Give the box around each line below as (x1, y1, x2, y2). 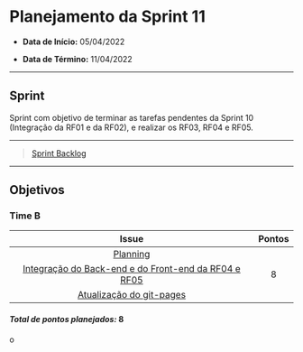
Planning (113, 248, 151, 261)
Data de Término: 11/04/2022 (22, 53, 133, 64)
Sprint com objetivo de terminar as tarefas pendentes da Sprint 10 (9, 112, 254, 123)
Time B (9, 209, 41, 222)
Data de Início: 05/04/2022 (22, 36, 125, 47)
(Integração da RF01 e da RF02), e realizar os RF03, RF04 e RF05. (9, 122, 254, 133)
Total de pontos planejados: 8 (9, 314, 124, 325)
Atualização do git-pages (77, 289, 187, 301)
